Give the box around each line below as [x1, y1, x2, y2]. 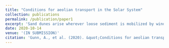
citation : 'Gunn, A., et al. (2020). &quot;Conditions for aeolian [5, 35, 150, 40]
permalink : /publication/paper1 [5, 16, 73, 21]
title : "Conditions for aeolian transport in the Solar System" [5, 7, 143, 12]
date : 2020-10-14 [5, 26, 42, 31]
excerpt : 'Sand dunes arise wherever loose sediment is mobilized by [5, 21, 154, 26]
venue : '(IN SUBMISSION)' [5, 30, 59, 35]
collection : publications [5, 12, 59, 17]
